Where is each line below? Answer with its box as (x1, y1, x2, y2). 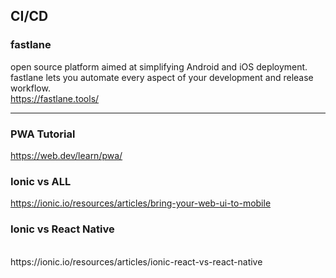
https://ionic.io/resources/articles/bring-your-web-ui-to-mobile (10, 197, 272, 209)
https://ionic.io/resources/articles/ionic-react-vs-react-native (10, 255, 263, 268)
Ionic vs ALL (10, 174, 72, 188)
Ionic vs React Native (10, 222, 115, 236)
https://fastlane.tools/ (10, 92, 100, 104)
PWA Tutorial (10, 127, 76, 141)
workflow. (10, 82, 51, 94)
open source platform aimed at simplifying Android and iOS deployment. (10, 60, 308, 73)
